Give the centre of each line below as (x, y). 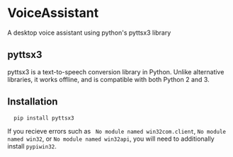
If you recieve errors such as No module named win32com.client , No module (117, 132)
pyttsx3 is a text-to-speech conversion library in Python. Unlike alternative (116, 71)
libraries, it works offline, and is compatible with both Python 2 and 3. (109, 79)
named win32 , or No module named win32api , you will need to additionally (111, 139)
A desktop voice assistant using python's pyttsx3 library (89, 33)
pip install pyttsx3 (44, 118)
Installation (33, 101)
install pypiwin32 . (32, 146)
